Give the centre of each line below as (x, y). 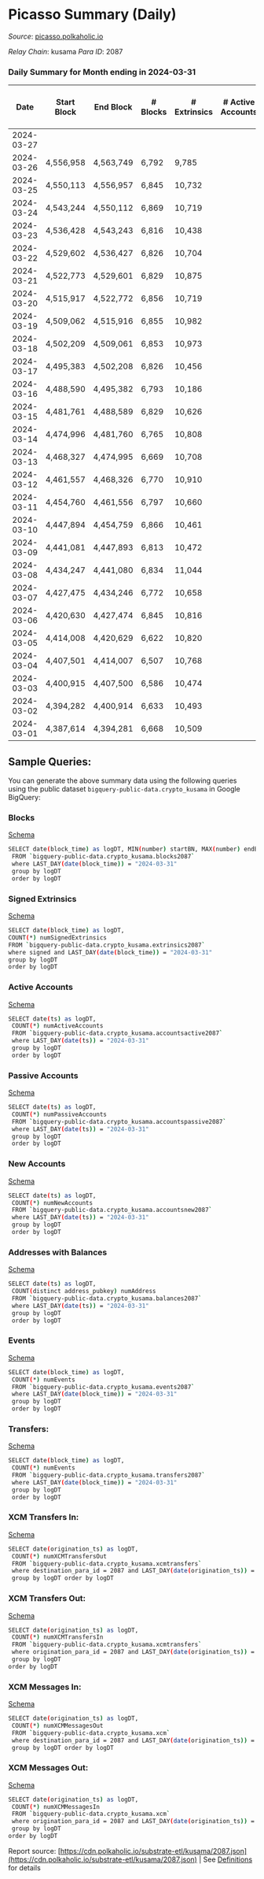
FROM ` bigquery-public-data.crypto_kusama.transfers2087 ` (108, 1475)
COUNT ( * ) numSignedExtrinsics (58, 938)
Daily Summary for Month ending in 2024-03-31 (102, 72)
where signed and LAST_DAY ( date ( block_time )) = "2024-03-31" (110, 952)
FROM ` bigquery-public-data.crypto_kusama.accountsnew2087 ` (112, 1210)
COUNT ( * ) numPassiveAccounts (59, 1114)
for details (24, 1867)
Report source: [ (35, 1851)
